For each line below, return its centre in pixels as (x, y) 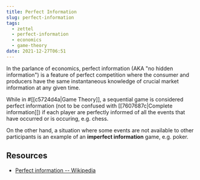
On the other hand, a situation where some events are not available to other (100, 130)
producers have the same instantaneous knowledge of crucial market (93, 81)
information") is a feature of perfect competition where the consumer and (98, 75)
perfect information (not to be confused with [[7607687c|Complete (89, 106)
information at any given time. (43, 88)
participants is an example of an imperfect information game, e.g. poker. (97, 137)
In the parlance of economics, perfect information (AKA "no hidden (90, 68)
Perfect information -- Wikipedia (55, 170)
